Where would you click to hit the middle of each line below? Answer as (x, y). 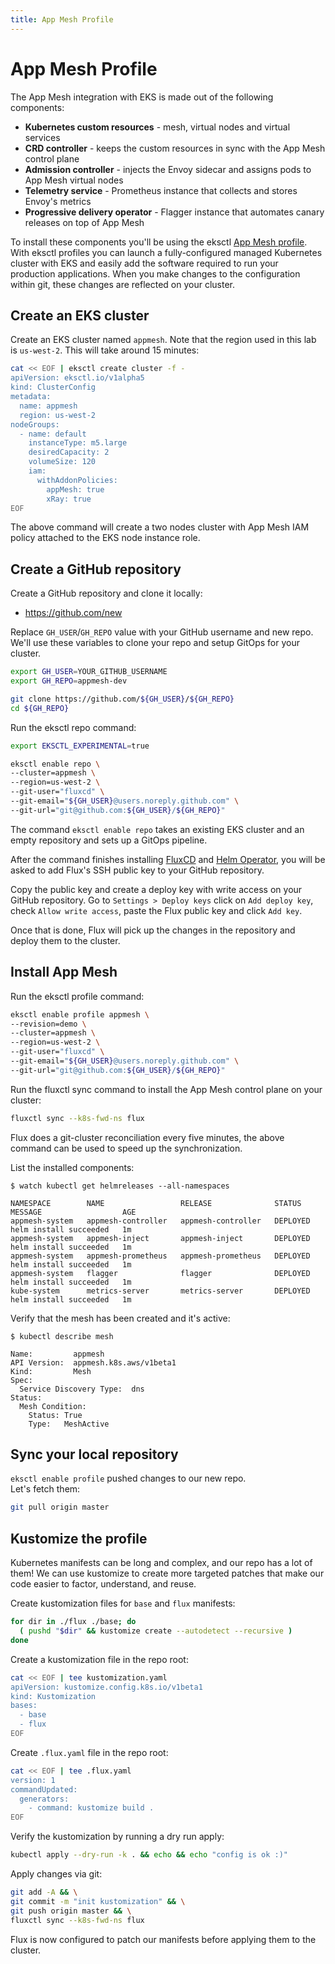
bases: (24, 1706)
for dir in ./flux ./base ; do (73, 1622)
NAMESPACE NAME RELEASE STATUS (156, 1203)
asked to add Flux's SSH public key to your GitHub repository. (137, 870)
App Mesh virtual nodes (74, 180)
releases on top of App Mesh (84, 222)
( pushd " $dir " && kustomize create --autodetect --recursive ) (156, 1631)
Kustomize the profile (79, 1538)
